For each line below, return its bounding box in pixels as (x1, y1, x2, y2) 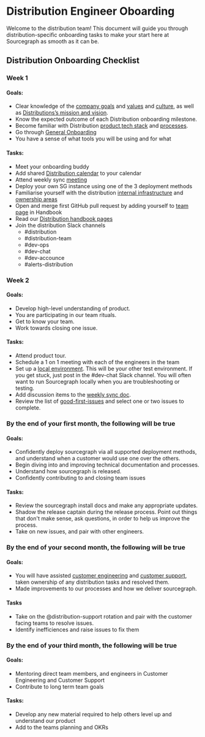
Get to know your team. (15, 318, 75, 325)
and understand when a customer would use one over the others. (15, 455, 181, 462)
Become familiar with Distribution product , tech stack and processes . (15, 122, 188, 129)
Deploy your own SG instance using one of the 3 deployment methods (15, 182, 193, 189)
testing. (15, 384, 35, 392)
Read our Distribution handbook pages (15, 215, 113, 222)
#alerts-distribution (24, 261, 73, 268)
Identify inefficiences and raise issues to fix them (15, 625, 140, 633)
